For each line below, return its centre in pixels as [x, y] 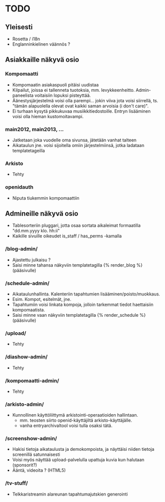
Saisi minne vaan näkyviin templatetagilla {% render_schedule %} [79, 315]
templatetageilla [29, 150]
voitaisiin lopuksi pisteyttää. [63, 95]
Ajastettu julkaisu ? [31, 260]
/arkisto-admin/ [25, 404]
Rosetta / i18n [26, 39]
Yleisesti [19, 27]
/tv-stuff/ [17, 483]
